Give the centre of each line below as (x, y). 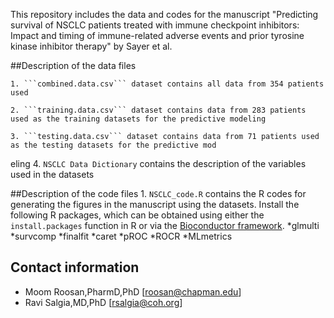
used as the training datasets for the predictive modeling (138, 119)
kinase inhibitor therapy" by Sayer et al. (91, 46)
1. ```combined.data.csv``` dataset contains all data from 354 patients (167, 84)
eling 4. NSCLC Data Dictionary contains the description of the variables (158, 163)
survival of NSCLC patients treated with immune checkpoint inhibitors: (155, 25)
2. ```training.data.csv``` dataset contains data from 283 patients (158, 110)
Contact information (75, 267)
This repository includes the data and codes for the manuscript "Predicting (164, 14)
